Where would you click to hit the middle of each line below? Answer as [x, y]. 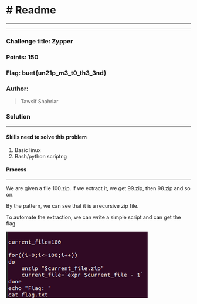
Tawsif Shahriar [39, 101]
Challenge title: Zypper [40, 41]
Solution [18, 116]
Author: [17, 89]
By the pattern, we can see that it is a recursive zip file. [72, 205]
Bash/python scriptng [41, 156]
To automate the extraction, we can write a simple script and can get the [94, 217]
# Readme [31, 10]
